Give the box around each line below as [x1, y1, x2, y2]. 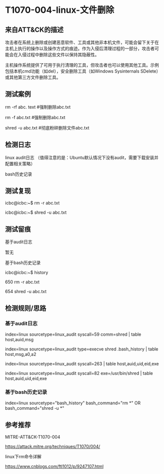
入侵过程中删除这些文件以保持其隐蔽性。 [18, 52, 99, 57]
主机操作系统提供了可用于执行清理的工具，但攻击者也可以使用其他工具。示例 [5, 62, 159, 68]
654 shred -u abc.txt [5, 289, 47, 295]
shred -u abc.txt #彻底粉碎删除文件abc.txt [5, 125, 89, 130]
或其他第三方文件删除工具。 [5, 75, 61, 80]
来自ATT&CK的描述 [5, 25, 63, 34]
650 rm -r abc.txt [5, 279, 40, 285]
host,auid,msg [5, 336, 34, 342]
